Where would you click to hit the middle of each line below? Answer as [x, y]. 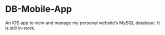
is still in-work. [20, 28]
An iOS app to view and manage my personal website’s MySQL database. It [82, 23]
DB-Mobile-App [38, 9]
